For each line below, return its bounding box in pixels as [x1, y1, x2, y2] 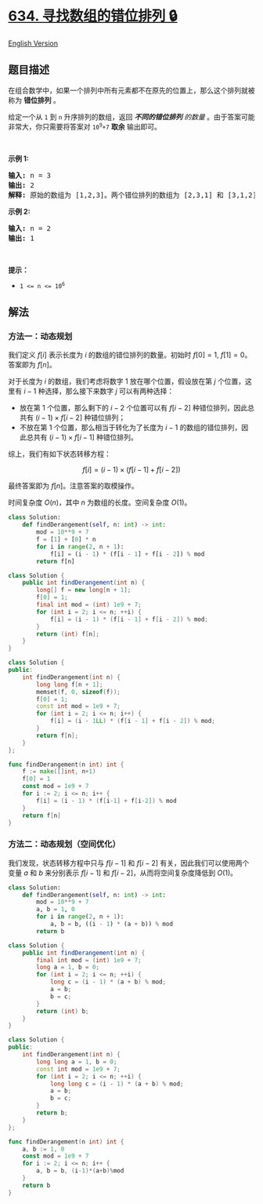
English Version [8, 38, 59, 48]
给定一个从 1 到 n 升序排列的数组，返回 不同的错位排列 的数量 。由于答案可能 [8, 111, 255, 122]
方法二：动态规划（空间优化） [8, 839, 121, 850]
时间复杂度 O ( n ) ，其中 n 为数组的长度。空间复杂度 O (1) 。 [8, 498, 192, 507]
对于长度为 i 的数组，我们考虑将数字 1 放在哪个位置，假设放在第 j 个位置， [8, 377, 246, 386]
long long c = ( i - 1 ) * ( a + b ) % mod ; [49, 1080, 184, 1088]
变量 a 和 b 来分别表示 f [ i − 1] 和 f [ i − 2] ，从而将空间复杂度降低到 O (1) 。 [8, 868, 237, 877]
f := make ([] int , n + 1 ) [22, 768, 96, 775]
